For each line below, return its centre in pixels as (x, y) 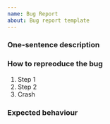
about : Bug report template (49, 20)
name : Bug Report (33, 14)
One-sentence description (54, 45)
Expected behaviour (43, 112)
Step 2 (27, 87)
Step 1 (26, 79)
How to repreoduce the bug (55, 64)
